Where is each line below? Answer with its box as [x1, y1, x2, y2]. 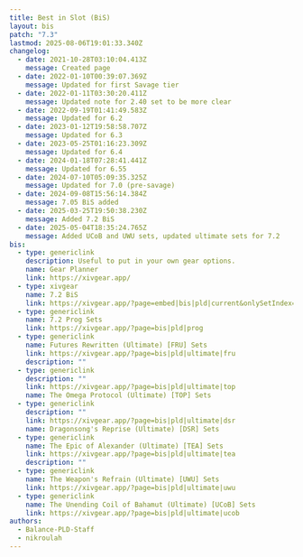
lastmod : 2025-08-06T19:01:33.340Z [9, 38, 143, 48]
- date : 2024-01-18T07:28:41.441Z [17, 155, 147, 165]
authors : [9, 516, 42, 526]
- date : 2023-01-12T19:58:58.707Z [17, 123, 147, 132]
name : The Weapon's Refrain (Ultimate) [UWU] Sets [25, 475, 220, 484]
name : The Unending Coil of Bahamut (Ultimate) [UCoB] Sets [25, 500, 256, 509]
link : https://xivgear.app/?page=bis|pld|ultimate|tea [25, 450, 236, 459]
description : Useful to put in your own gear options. [25, 256, 236, 266]
